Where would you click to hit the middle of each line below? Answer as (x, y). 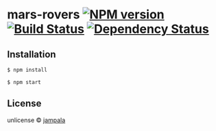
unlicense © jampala (36, 120)
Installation (32, 54)
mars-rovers (44, 15)
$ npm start (24, 82)
